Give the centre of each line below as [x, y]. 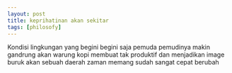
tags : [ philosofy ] [34, 27]
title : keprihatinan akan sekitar [58, 21]
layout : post [27, 14]
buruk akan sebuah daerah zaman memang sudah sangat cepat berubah [113, 62]
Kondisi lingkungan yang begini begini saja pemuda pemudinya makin [109, 47]
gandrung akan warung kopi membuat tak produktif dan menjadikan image [116, 55]
